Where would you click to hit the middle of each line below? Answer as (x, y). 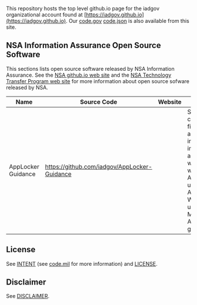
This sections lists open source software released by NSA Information (90, 68)
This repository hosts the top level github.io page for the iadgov (83, 8)
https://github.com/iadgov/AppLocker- (98, 166)
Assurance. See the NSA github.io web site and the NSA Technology (89, 75)
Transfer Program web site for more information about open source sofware (98, 81)
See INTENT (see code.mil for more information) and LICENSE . (82, 263)
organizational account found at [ (46, 15)
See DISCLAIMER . (28, 296)
